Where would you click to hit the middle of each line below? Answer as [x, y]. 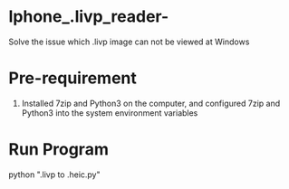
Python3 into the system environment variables [110, 113]
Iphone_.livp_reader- [89, 17]
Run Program [59, 150]
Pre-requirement [73, 78]
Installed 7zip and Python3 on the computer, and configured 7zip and [151, 103]
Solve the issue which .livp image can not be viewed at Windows [129, 42]
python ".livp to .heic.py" [54, 175]
